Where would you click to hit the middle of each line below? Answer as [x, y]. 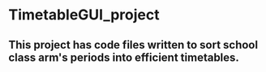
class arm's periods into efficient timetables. [124, 57]
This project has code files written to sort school [133, 45]
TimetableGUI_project [84, 15]
